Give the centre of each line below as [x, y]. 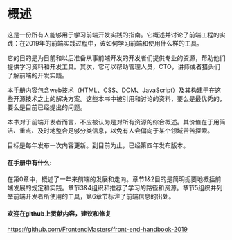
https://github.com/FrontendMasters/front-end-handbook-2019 [98, 230]
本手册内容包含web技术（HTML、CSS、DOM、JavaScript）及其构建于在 [111, 90]
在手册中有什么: [29, 163]
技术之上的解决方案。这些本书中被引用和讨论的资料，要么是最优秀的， [125, 98]
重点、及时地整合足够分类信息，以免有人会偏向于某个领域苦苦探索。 [116, 130]
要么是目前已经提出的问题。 [47, 107]
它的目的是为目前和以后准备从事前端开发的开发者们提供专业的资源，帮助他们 [116, 58]
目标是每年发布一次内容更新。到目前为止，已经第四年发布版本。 [98, 145]
